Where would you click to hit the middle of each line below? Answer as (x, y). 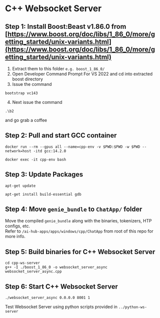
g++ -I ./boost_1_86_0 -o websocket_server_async (56, 267)
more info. (15, 237)
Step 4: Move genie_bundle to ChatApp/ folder (74, 209)
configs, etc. (18, 226)
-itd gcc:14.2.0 (50, 151)
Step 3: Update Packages (44, 174)
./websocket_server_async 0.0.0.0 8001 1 (48, 298)
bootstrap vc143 (21, 93)
